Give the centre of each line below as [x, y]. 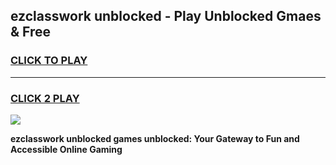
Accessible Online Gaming [66, 149]
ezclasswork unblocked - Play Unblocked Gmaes [166, 16]
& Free [31, 32]
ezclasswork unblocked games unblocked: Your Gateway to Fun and [155, 138]
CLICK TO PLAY [49, 61]
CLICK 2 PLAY [45, 98]
